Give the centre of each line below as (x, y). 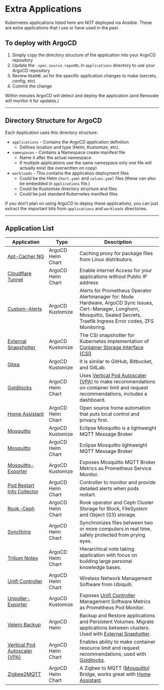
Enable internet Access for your (116, 271)
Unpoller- (19, 599)
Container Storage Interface (112, 347)
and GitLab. (93, 367)
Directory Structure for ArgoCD (54, 121)
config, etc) (24, 81)
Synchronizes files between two (116, 523)
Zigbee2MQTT (24, 674)
